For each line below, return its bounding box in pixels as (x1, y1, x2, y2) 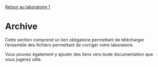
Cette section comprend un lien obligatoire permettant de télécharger (5, 37, 145, 42)
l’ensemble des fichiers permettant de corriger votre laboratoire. (5, 42, 134, 48)
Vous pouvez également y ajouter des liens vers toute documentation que (5, 51, 153, 57)
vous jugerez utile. (5, 56, 42, 62)
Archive (5, 21, 38, 32)
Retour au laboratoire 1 (5, 4, 50, 10)
